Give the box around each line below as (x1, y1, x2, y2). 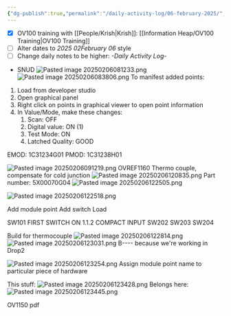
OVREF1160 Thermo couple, (118, 163, 197, 172)
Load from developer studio (16, 86, 96, 94)
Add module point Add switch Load (7, 205, 107, 213)
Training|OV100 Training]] (16, 36, 91, 45)
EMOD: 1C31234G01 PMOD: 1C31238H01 (7, 150, 122, 159)
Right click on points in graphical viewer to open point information (16, 100, 203, 109)
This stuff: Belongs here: (7, 280, 189, 289)
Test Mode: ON (27, 130, 71, 138)
